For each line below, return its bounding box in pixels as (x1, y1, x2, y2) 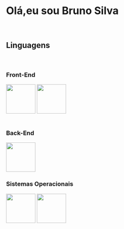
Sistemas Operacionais (6, 180, 74, 188)
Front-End (6, 70, 36, 78)
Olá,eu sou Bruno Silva (6, 4, 119, 18)
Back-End (6, 129, 35, 137)
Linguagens (6, 40, 50, 50)
